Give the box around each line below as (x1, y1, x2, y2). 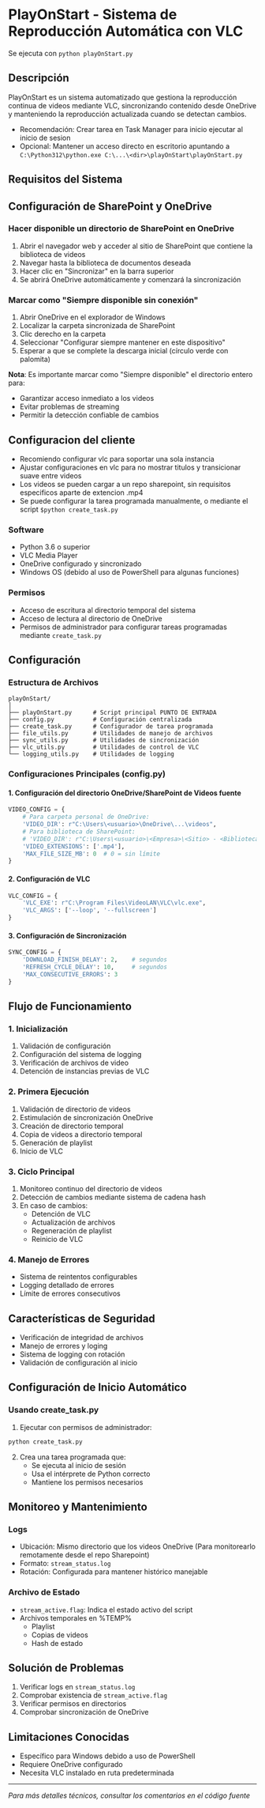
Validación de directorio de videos (19, 1104, 132, 1114)
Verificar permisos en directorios (19, 1699, 127, 1708)
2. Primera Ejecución (8, 1086, 89, 1097)
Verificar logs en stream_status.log (19, 1682, 136, 1692)
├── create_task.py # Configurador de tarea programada (8, 723, 214, 730)
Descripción (8, 71, 69, 85)
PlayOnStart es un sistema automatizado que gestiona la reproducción (8, 92, 237, 102)
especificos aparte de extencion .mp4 (19, 488, 144, 497)
